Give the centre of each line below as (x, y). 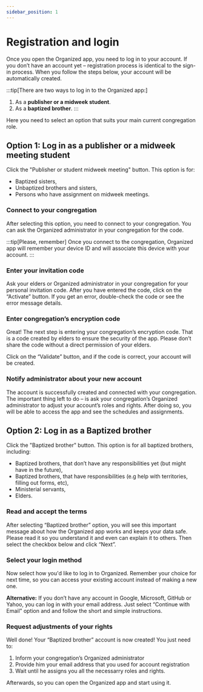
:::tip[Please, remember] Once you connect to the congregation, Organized (100, 241)
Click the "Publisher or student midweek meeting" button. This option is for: (101, 170)
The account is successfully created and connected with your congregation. (101, 392)
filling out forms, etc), (42, 483)
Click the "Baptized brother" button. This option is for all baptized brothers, (100, 445)
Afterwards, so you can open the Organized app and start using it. (89, 683)
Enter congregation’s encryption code (63, 319)
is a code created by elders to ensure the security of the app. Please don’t (99, 339)
